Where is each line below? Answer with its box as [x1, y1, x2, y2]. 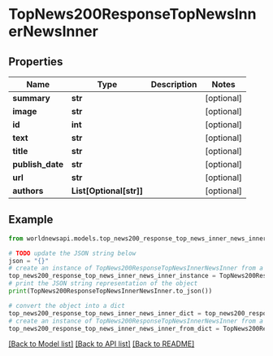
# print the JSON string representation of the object [8, 279, 198, 288]
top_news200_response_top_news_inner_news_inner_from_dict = [8, 324, 220, 332]
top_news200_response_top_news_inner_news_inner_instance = [8, 272, 217, 280]
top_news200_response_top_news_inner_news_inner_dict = [8, 309, 201, 318]
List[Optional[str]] [71, 185, 144, 196]
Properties [8, 55, 63, 68]
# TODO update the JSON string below [8, 249, 136, 257]
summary [12, 93, 50, 103]
